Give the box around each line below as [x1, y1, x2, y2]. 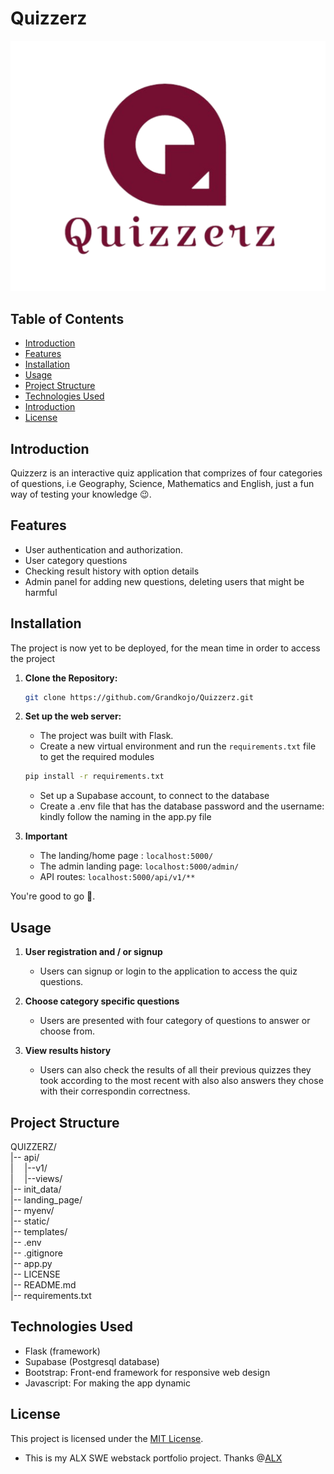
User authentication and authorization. [24, 543, 184, 556]
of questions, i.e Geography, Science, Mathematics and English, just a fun [10, 477, 315, 489]
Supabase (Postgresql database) [24, 1355, 160, 1367]
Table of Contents [10, 310, 125, 327]
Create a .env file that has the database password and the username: [39, 800, 325, 812]
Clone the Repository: [24, 672, 118, 684]
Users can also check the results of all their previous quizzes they [39, 1064, 312, 1076]
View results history [24, 1045, 112, 1057]
